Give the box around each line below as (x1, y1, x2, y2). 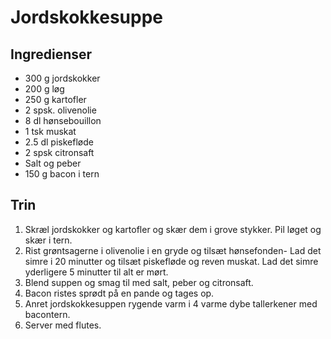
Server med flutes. (24, 319, 102, 331)
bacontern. (24, 308, 71, 320)
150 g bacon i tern (24, 168, 100, 180)
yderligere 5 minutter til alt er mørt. (24, 266, 169, 278)
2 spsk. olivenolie (24, 104, 97, 116)
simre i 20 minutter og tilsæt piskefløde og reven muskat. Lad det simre (24, 255, 319, 267)
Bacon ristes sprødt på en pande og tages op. (24, 287, 215, 299)
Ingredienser (10, 46, 93, 63)
